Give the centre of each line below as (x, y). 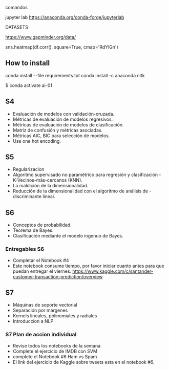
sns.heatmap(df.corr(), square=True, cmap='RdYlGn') (62, 47)
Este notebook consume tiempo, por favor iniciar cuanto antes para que (88, 266)
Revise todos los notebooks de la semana (57, 345)
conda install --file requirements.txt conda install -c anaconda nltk (75, 75)
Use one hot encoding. (37, 141)
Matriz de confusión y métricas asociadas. (58, 130)
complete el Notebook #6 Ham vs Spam (55, 356)
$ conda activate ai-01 (29, 85)
